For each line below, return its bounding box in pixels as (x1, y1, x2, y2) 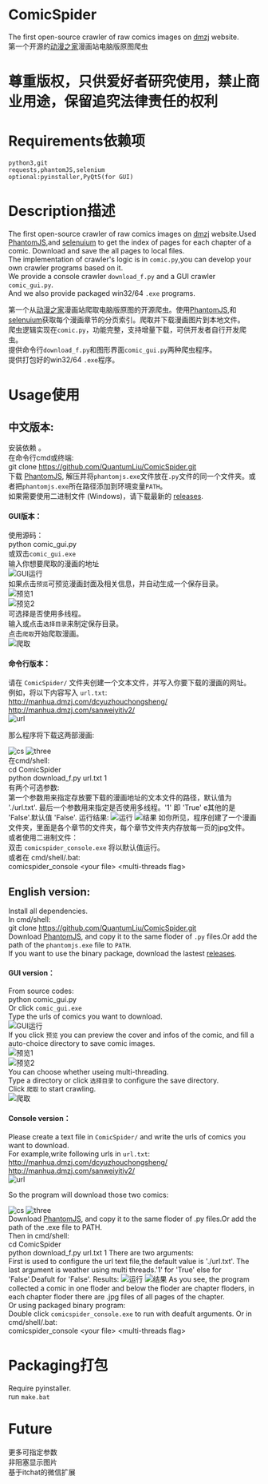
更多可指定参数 (8, 1447, 57, 1457)
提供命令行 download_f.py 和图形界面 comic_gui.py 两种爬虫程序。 (8, 345, 217, 354)
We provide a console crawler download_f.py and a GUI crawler (8, 272, 216, 281)
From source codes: (8, 986, 74, 996)
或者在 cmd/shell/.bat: (8, 853, 81, 863)
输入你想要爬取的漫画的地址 (8, 559, 100, 568)
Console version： (8, 1114, 71, 1123)
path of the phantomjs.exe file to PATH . (8, 940, 132, 950)
